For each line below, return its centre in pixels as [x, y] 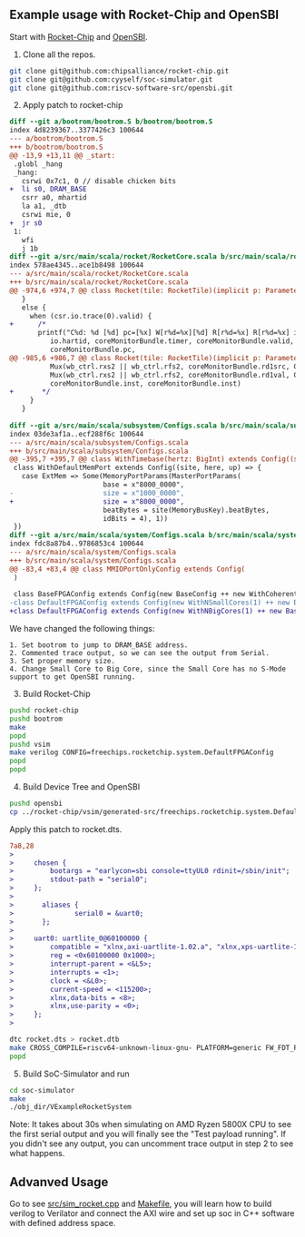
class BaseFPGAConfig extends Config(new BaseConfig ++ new [129, 594]
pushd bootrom [36, 719]
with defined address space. [63, 1223]
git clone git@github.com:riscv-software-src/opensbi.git [121, 88]
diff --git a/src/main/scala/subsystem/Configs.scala [113, 426]
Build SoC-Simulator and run [76, 1074]
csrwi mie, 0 [46, 215]
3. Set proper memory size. [63, 662]
